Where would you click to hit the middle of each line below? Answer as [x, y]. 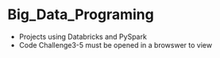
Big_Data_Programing [81, 15]
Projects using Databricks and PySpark [83, 37]
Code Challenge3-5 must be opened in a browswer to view [115, 44]
